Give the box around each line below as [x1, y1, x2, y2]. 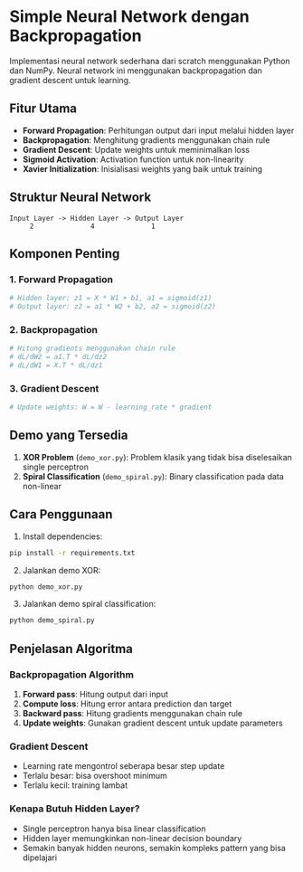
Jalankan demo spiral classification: [22, 599, 156, 610]
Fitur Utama [9, 101, 78, 117]
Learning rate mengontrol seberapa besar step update [22, 761, 225, 772]
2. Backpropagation [9, 323, 98, 336]
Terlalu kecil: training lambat [22, 780, 128, 791]
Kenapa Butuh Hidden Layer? [9, 802, 140, 815]
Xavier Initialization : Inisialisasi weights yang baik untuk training [22, 163, 263, 174]
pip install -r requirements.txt [9, 548, 136, 557]
